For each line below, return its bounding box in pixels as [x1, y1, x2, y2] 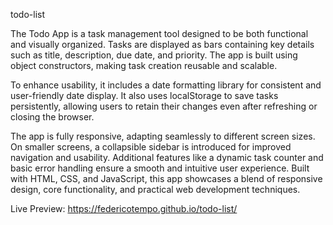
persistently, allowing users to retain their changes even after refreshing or [10, 100, 318, 112]
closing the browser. [10, 111, 95, 123]
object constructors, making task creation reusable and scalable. [10, 60, 278, 71]
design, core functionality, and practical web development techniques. [10, 184, 301, 195]
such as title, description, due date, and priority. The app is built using [10, 49, 298, 61]
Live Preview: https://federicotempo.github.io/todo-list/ [10, 203, 238, 214]
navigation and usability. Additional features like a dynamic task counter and [10, 152, 324, 163]
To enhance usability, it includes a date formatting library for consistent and [10, 79, 322, 91]
